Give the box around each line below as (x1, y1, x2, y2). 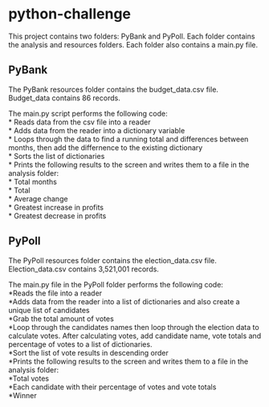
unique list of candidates (8, 305, 90, 315)
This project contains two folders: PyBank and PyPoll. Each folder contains (8, 31, 255, 41)
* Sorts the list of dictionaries (8, 151, 105, 161)
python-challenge (8, 5, 131, 23)
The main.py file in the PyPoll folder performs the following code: (8, 279, 223, 289)
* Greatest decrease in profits (8, 210, 107, 221)
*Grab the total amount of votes (8, 314, 114, 324)
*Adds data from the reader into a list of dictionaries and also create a (8, 296, 240, 306)
